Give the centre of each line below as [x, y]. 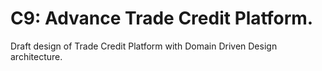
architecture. [36, 56]
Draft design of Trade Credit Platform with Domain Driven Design [144, 46]
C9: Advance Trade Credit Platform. [162, 18]
